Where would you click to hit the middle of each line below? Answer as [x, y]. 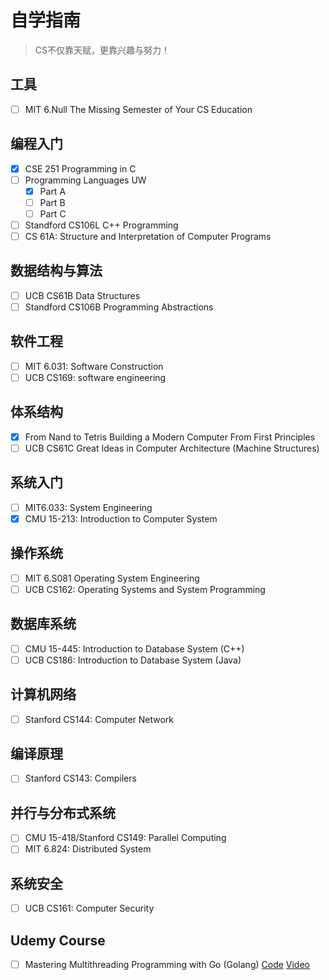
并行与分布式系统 [63, 812]
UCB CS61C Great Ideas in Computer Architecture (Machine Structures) [172, 448]
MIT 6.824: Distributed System [88, 849]
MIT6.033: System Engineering [88, 507]
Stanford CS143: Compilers [80, 778]
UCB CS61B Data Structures [82, 295]
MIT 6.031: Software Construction [94, 366]
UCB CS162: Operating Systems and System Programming [145, 589]
